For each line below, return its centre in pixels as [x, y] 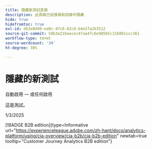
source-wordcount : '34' [31, 43]
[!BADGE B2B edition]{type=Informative [47, 125]
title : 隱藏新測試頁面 [27, 10]
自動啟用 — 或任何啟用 [29, 94]
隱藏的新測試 [32, 79]
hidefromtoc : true [25, 24]
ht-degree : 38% [21, 48]
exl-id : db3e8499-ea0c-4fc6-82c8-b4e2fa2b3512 [55, 29]
